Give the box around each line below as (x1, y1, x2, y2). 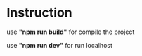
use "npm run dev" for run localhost (6, 41, 113, 49)
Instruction (6, 5, 72, 21)
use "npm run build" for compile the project (6, 28, 135, 36)
